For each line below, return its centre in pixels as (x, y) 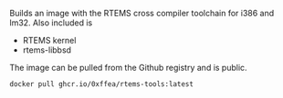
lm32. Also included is (51, 23)
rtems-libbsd (47, 50)
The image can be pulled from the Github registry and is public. (129, 68)
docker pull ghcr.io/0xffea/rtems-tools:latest (102, 84)
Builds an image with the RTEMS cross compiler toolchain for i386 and (142, 13)
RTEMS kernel (49, 40)
